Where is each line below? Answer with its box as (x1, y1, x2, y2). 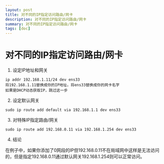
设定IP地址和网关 (12, 67, 48, 73)
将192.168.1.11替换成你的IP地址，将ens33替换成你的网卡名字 (5, 83, 120, 88)
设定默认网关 (12, 97, 39, 103)
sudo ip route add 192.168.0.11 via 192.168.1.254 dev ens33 (5, 127, 137, 132)
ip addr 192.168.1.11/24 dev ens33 (5, 77, 80, 82)
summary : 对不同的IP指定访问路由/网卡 (5, 21, 78, 27)
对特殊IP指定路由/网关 (12, 117, 59, 123)
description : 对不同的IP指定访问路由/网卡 (5, 17, 87, 22)
